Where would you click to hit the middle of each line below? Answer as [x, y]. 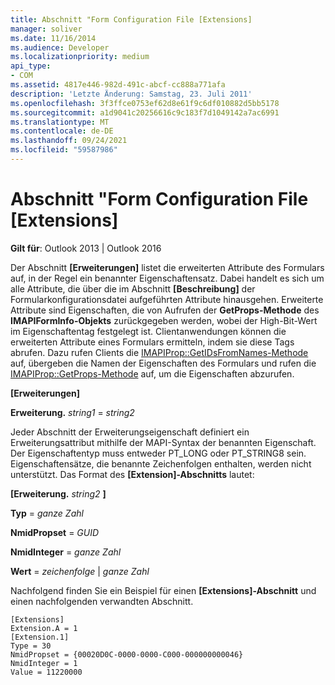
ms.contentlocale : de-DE [62, 131]
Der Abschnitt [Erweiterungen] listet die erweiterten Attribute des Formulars [167, 267]
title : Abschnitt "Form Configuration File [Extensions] [131, 19]
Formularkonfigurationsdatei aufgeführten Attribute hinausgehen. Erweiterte [167, 299]
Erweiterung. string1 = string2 [72, 412]
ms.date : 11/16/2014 [53, 38]
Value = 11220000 [46, 672]
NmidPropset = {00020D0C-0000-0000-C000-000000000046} [127, 654]
